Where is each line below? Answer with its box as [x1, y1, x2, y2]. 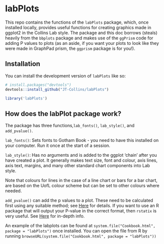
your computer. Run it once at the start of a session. [5, 142, 111, 148]
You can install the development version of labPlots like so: [5, 72, 126, 79]
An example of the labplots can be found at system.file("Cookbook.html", [5, 223, 156, 229]
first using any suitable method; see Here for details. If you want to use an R [5, 203, 159, 209]
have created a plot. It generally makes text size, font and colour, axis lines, [5, 157, 158, 163]
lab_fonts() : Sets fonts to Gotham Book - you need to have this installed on [5, 138, 159, 143]
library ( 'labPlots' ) [5, 96, 48, 101]
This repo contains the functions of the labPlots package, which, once [5, 19, 149, 25]
